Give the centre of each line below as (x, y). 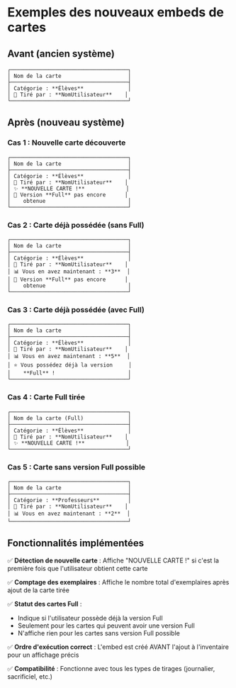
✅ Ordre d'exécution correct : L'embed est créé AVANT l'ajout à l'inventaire (118, 647)
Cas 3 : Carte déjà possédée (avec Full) (76, 309)
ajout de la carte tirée (38, 590)
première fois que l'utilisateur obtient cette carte (78, 568)
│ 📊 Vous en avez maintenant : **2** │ (69, 514)
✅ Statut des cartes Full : (45, 604)
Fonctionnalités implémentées (76, 543)
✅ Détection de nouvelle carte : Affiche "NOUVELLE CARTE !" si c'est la (113, 560)
